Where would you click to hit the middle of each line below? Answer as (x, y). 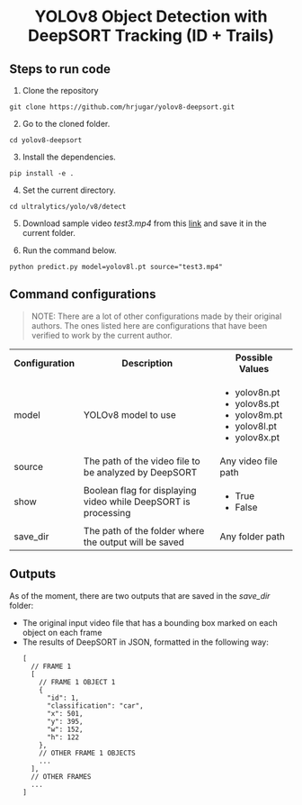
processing (107, 512)
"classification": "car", (95, 706)
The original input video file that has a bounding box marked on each (150, 622)
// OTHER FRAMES (61, 776)
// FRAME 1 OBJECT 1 (77, 682)
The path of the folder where (144, 530)
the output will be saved (134, 542)
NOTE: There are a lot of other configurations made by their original (156, 316)
